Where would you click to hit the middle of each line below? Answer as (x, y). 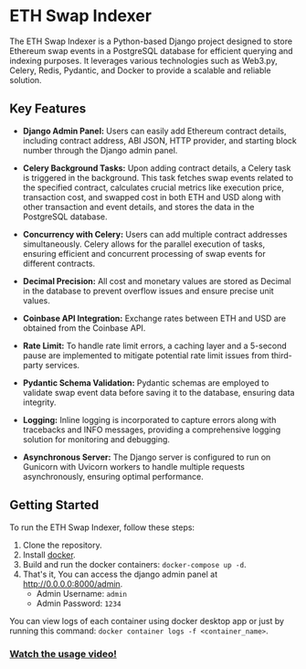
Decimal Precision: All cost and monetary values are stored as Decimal (157, 281)
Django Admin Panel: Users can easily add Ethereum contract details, (154, 131)
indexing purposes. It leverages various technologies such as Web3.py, (143, 60)
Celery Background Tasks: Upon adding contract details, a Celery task (157, 168)
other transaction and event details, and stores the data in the (138, 207)
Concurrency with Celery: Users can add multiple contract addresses (155, 234)
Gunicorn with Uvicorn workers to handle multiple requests (133, 466)
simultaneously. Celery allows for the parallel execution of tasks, (144, 244)
